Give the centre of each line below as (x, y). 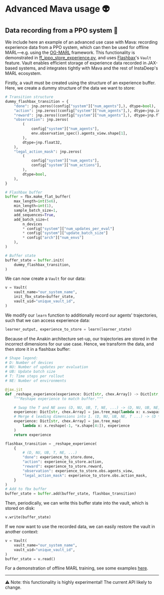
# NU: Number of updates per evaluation (47, 367)
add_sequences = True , (35, 215)
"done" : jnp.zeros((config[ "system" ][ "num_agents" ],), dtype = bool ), (85, 106)
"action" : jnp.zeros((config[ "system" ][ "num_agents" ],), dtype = (81, 111)
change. (13, 588)
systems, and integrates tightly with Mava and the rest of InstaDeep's (88, 68)
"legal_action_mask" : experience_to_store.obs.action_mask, (85, 475)
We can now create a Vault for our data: (45, 278)
